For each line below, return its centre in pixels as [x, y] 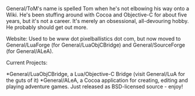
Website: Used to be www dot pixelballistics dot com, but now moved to [93, 39]
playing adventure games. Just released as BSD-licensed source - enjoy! [95, 87]
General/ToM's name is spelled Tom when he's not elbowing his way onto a [98, 9]
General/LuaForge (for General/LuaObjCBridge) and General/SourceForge [96, 45]
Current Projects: [27, 62]
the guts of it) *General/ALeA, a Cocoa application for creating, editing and [97, 80]
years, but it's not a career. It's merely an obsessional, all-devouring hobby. [97, 21]
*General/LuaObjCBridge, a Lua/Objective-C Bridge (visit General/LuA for [96, 74]
